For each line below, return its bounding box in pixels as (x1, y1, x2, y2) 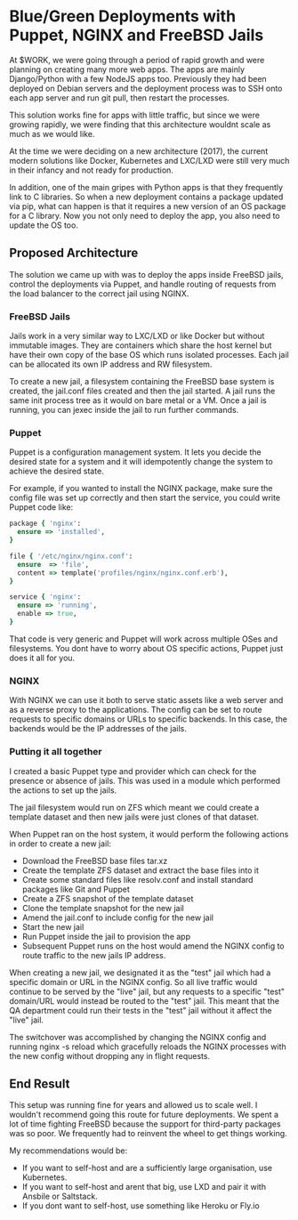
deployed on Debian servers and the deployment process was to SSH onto (9, 83, 283, 93)
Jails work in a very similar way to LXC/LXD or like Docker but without (9, 331, 265, 342)
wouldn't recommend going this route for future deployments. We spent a (9, 1110, 278, 1120)
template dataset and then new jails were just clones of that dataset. (9, 812, 260, 822)
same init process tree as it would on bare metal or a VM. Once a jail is (9, 395, 267, 406)
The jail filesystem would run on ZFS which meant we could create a (9, 802, 260, 812)
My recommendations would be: (9, 1145, 128, 1156)
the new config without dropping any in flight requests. (9, 1050, 211, 1061)
